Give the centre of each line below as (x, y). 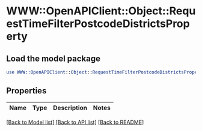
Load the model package (54, 58)
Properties (26, 91)
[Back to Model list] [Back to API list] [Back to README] (75, 122)
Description (70, 108)
